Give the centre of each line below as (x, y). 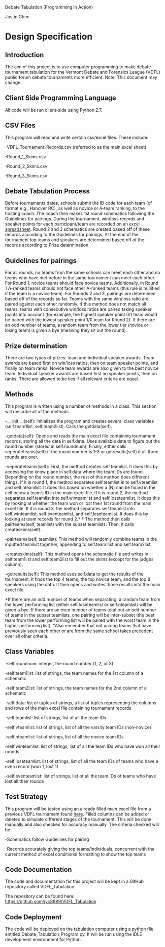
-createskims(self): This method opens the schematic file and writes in (77, 554)
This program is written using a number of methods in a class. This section (81, 406)
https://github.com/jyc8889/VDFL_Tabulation (51, 902)
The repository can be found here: (40, 896)
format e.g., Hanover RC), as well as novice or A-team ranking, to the (75, 208)
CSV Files (20, 126)
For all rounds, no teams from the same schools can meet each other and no (82, 273)
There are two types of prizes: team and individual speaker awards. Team (80, 358)
